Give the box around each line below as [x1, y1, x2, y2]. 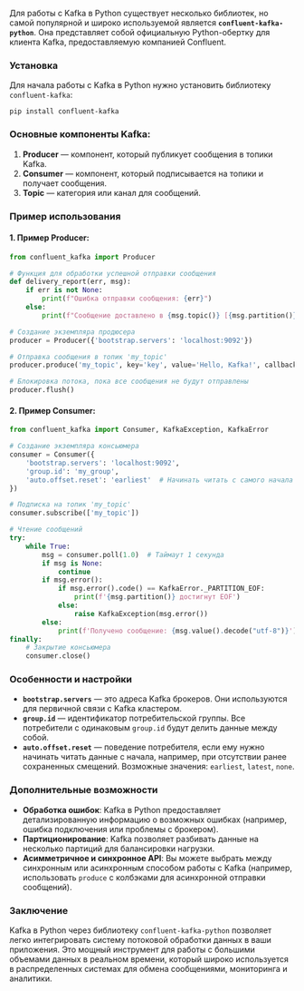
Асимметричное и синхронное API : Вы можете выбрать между [22, 852, 272, 863]
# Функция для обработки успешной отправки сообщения [9, 269, 217, 278]
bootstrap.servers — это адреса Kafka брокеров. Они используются [22, 693, 288, 704]
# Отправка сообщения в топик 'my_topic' [9, 352, 168, 361]
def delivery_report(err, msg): [9, 277, 131, 287]
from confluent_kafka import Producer [9, 252, 156, 261]
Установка [9, 59, 59, 72]
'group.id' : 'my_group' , [25, 466, 119, 476]
